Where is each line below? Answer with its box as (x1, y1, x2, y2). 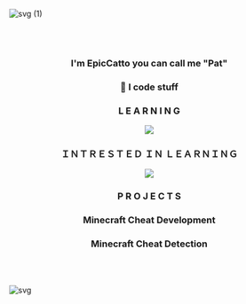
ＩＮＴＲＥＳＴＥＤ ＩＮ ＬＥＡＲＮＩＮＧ (60, 148, 238, 160)
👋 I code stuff (119, 81, 179, 93)
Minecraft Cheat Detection (91, 238, 208, 250)
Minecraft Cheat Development (83, 214, 216, 226)
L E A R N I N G (118, 105, 180, 117)
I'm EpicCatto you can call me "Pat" (70, 57, 228, 69)
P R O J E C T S (116, 191, 182, 203)
